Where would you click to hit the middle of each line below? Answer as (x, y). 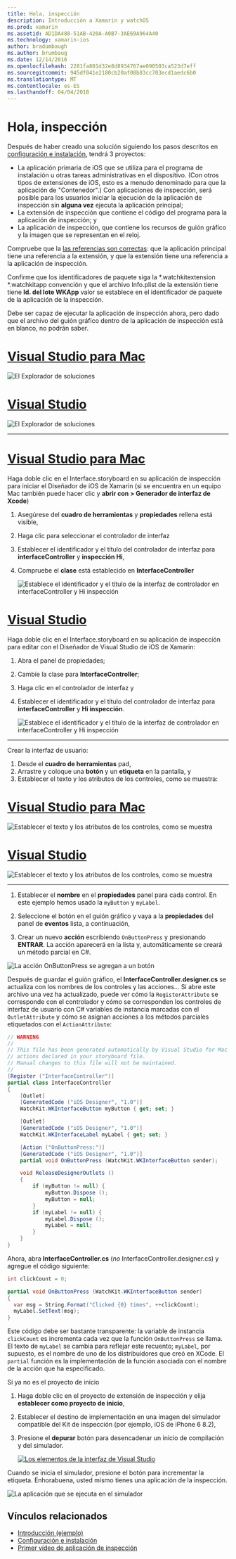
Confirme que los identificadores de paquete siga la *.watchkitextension (111, 277)
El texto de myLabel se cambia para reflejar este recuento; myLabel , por (109, 1346)
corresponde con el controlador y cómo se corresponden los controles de (114, 1001)
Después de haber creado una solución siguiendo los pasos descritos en (113, 147)
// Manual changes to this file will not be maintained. (92, 1063)
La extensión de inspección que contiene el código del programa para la (122, 212)
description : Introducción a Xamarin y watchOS (78, 20)
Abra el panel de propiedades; (61, 660)
